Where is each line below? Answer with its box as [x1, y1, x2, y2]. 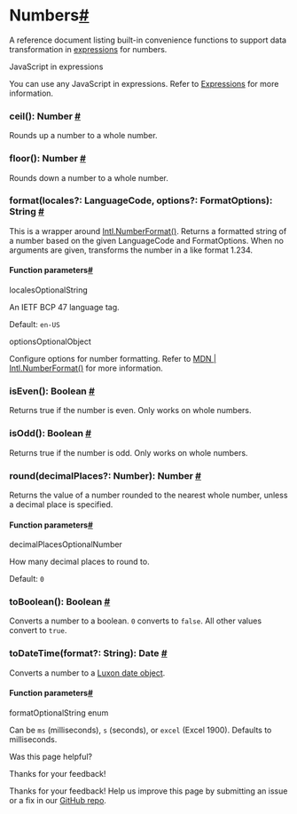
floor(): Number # [9, 153, 87, 165]
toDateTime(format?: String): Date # [9, 647, 168, 660]
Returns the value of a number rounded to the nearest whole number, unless [9, 489, 288, 500]
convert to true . [9, 625, 67, 636]
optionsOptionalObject [9, 336, 91, 347]
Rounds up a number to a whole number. [9, 130, 158, 141]
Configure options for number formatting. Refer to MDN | [9, 354, 217, 364]
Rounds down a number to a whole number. [9, 172, 168, 183]
